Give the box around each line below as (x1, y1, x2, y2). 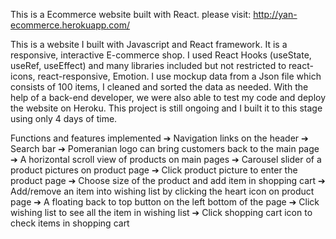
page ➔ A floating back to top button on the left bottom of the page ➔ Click (10, 196, 320, 208)
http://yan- (253, 9, 298, 20)
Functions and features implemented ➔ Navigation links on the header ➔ (10, 132, 309, 144)
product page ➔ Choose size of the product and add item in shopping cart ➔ (10, 175, 326, 186)
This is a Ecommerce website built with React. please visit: (10, 9, 252, 20)
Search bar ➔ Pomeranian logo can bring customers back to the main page (10, 143, 320, 154)
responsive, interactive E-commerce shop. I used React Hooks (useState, (10, 49, 312, 61)
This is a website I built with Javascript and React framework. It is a (10, 39, 288, 50)
